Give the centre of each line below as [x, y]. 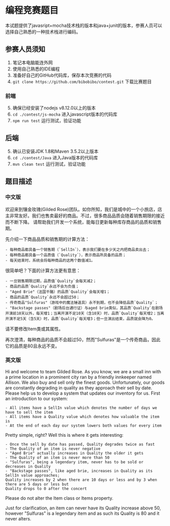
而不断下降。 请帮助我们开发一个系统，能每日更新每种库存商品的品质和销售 [83, 222]
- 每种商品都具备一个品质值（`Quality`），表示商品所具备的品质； [66, 255]
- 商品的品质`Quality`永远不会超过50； [42, 297]
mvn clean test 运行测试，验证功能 [49, 164]
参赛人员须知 [25, 49]
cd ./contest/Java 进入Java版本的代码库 [55, 157]
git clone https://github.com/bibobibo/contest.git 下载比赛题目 [82, 81]
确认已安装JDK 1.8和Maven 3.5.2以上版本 [55, 151]
